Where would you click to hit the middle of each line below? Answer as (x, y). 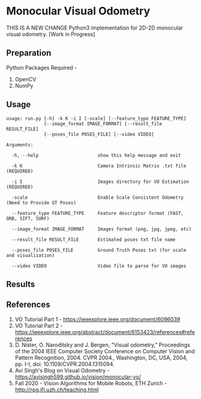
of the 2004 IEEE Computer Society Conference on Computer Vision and (105, 351)
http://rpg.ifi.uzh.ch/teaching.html (57, 389)
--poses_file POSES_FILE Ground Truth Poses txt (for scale (99, 250)
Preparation (29, 53)
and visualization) (31, 255)
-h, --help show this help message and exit (96, 155)
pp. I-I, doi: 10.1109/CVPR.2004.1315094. (65, 364)
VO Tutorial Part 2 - (39, 326)
